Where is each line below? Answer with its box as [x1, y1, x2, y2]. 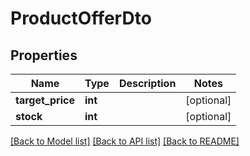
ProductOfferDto [10, 7, 152, 30]
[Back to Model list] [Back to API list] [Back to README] [10, 135, 240, 147]
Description [118, 77, 177, 90]
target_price [15, 93, 75, 107]
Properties [10, 47, 78, 64]
